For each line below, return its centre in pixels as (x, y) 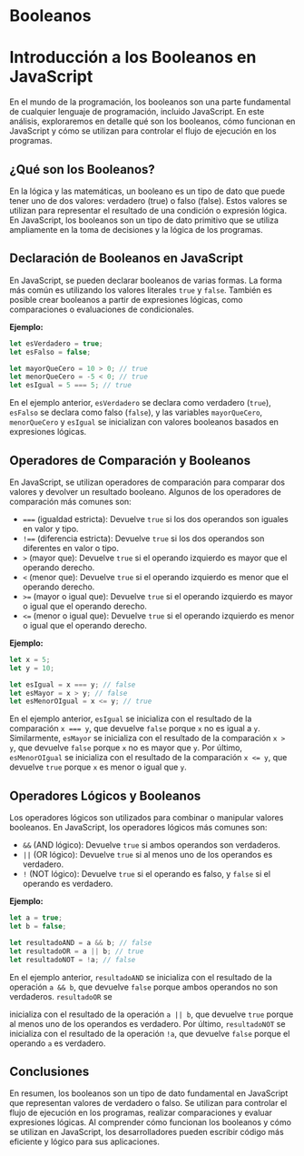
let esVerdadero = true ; (56, 343)
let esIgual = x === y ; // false (73, 684)
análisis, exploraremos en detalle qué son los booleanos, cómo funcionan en (152, 121)
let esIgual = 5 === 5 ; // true (70, 386)
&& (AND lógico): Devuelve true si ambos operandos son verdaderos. (152, 845)
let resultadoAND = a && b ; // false (81, 942)
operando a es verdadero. (58, 1043)
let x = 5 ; (30, 659)
